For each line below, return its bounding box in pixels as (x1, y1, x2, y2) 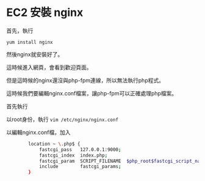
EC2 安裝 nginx (6, 6, 84, 20)
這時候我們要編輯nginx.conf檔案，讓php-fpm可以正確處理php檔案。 (6, 89, 178, 97)
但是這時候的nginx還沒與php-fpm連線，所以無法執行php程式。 (6, 76, 165, 84)
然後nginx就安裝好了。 (6, 50, 63, 58)
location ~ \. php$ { (28, 141, 81, 147)
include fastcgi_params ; (38, 163, 121, 170)
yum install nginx (6, 39, 53, 45)
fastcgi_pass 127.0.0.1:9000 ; (38, 146, 121, 153)
